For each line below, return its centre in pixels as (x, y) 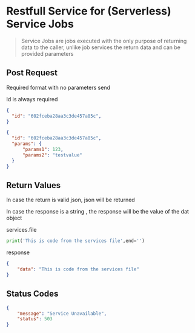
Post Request (32, 73)
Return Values (34, 185)
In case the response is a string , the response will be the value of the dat (98, 212)
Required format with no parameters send (58, 87)
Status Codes (32, 294)
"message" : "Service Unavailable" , (62, 314)
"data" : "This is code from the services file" (78, 269)
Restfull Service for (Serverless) (89, 11)
